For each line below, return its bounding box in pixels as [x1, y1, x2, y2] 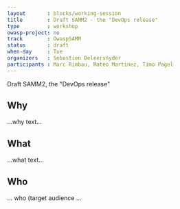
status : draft [7, 42, 69, 49]
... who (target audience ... [7, 194, 82, 202]
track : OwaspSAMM [7, 36, 81, 42]
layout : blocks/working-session [7, 10, 122, 17]
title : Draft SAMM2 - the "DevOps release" [7, 16, 158, 23]
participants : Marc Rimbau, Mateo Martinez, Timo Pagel [7, 61, 174, 68]
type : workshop [7, 23, 78, 29]
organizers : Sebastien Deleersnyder [7, 55, 122, 62]
